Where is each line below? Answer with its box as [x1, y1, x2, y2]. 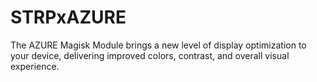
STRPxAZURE [10, 6, 127, 29]
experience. [10, 60, 60, 72]
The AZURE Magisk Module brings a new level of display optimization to [10, 39, 307, 51]
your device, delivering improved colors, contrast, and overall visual [10, 49, 290, 61]
